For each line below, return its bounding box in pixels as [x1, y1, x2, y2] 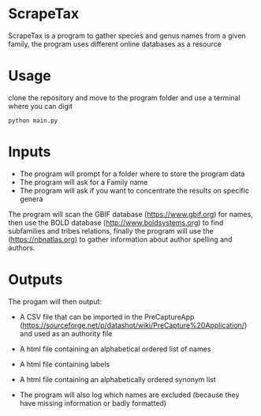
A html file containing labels [19, 359, 110, 369]
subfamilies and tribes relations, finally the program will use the [8, 226, 214, 235]
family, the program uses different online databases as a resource [8, 39, 222, 48]
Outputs [8, 271, 63, 288]
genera [19, 194, 43, 204]
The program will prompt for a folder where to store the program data [19, 169, 245, 178]
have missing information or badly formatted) [19, 398, 167, 407]
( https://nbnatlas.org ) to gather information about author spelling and [8, 234, 233, 244]
